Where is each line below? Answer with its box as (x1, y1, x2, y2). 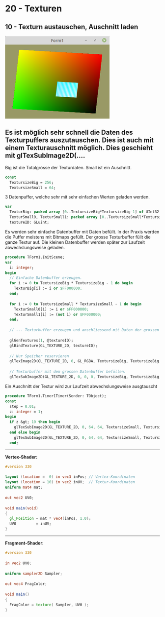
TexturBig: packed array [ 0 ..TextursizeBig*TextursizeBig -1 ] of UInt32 (9, 209, 160, 215)
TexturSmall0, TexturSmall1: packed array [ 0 (9, 215, 105, 220)
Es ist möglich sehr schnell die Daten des (5, 128, 134, 137)
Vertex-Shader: (5, 454, 38, 460)
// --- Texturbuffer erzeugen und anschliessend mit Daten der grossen (9, 328, 160, 333)
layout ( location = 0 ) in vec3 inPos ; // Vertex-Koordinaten (5, 474, 135, 479)
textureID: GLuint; (9, 220, 50, 225)
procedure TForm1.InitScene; (5, 255, 65, 260)
